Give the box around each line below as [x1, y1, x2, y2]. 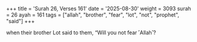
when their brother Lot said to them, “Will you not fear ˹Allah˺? [6, 29, 156, 36]
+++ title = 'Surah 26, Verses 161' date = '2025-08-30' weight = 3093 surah [6, 5, 191, 12]
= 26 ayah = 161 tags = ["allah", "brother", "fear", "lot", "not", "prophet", [6, 11, 179, 18]
